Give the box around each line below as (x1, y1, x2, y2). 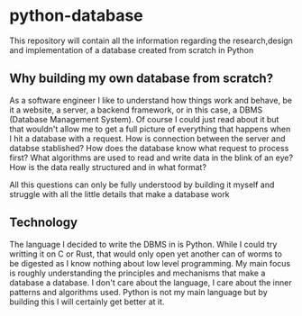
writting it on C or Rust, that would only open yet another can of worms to (9, 248, 282, 259)
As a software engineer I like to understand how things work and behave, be (9, 95, 293, 105)
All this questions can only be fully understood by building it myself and (9, 179, 275, 190)
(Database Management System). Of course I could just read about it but (9, 113, 279, 124)
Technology (9, 215, 78, 230)
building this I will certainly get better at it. (9, 296, 165, 307)
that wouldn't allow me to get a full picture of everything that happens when (9, 123, 291, 134)
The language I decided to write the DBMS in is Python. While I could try (9, 239, 278, 249)
